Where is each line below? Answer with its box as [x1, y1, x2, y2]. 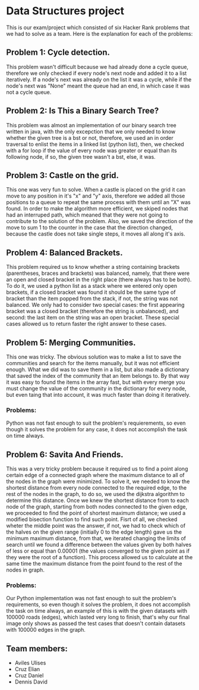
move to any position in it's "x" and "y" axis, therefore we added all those [6, 192, 185, 200]
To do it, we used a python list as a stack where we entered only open [6, 283, 178, 290]
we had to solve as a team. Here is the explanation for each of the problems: [6, 30, 193, 37]
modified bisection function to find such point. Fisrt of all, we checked [6, 516, 178, 523]
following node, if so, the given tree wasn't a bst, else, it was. [6, 153, 156, 160]
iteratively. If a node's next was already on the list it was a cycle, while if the [6, 76, 192, 83]
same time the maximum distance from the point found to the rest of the [6, 560, 182, 567]
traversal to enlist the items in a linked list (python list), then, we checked [6, 140, 184, 148]
